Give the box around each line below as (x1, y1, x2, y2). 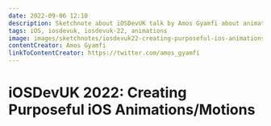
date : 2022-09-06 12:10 (8, 11, 89, 20)
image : (8, 34, 31, 43)
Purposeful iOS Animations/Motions (8, 101, 256, 119)
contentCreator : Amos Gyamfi (8, 42, 106, 50)
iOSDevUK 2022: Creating (8, 83, 187, 102)
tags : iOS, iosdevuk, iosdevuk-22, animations (8, 26, 168, 35)
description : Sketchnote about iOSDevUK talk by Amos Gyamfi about (8, 19, 240, 27)
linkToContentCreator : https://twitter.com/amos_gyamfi (8, 49, 200, 57)
